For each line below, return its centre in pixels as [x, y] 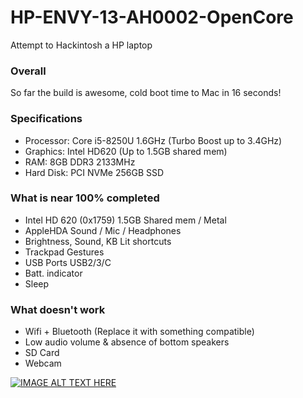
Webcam [43, 363]
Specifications [46, 119]
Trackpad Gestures [64, 252]
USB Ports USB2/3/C [68, 262]
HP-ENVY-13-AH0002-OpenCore [152, 17]
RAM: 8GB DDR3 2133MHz [80, 162]
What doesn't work [58, 309]
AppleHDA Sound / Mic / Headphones [103, 230]
